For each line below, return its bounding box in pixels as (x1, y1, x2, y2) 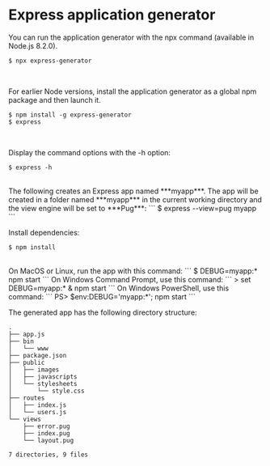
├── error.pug (23, 422, 70, 430)
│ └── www (8, 344, 49, 353)
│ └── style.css (8, 387, 85, 395)
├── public (8, 358, 45, 366)
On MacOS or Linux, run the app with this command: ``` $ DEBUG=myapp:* (8, 265, 258, 276)
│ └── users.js (8, 408, 67, 416)
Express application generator (8, 6, 216, 24)
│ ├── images (8, 366, 60, 374)
